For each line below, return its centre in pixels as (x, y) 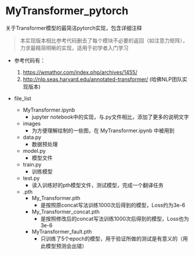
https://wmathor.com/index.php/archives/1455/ (80, 72)
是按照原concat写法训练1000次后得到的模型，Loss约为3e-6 (113, 205)
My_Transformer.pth (56, 198)
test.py (31, 178)
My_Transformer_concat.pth (65, 211)
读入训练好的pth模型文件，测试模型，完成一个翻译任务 (97, 185)
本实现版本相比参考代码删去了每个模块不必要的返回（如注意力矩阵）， (104, 40)
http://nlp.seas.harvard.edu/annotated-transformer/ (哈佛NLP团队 (103, 79)
